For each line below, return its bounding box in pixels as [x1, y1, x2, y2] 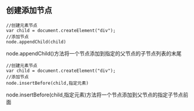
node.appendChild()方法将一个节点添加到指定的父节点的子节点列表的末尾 [6, 50, 182, 57]
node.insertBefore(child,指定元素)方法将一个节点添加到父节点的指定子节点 [6, 91, 184, 98]
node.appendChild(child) [6, 39, 66, 45]
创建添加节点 [6, 5, 52, 16]
